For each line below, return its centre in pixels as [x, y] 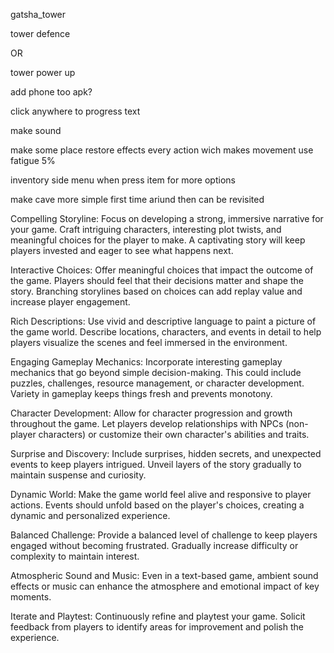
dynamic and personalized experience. [90, 515]
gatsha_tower [38, 14]
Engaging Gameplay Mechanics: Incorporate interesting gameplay [146, 362]
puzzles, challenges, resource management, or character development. [157, 383]
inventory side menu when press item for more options [123, 180]
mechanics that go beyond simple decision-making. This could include [156, 372]
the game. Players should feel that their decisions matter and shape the [157, 280]
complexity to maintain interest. [75, 556]
